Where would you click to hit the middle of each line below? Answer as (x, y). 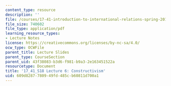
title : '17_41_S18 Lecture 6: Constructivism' (55, 71)
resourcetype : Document (31, 66)
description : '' (22, 15)
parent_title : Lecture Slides (37, 52)
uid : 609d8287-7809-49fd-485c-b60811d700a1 (52, 76)
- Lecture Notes (22, 38)
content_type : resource (31, 10)
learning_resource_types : (33, 33)
